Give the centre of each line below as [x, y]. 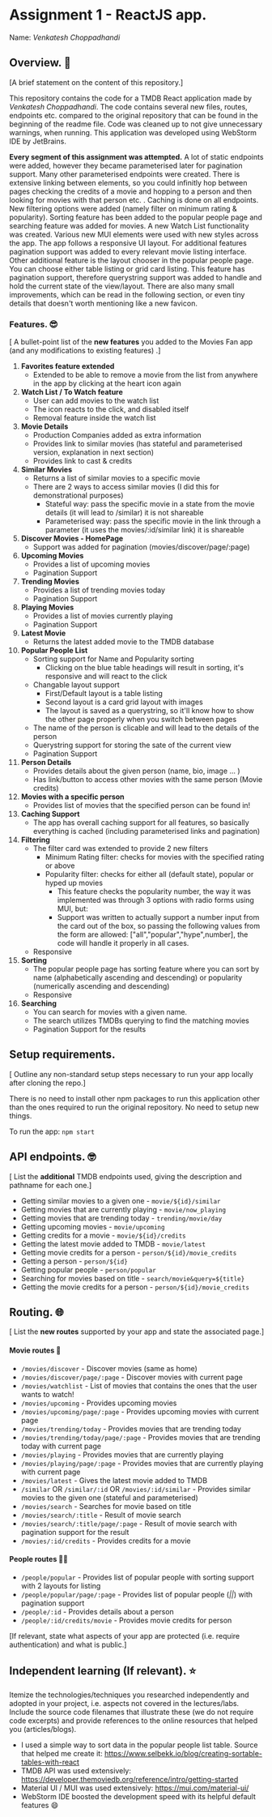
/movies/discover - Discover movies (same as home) [109, 1368]
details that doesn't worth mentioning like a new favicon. [103, 303]
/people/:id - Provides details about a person [98, 1611]
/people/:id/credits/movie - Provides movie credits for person [126, 1620]
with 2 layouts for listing [61, 1585]
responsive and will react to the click [106, 676]
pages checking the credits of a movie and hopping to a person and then [131, 191]
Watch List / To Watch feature [72, 392]
